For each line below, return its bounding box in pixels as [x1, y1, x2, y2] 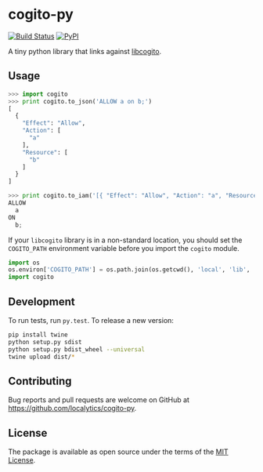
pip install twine [8, 331, 68, 339]
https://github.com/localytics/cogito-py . [8, 404, 137, 413]
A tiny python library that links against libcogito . [8, 46, 162, 56]
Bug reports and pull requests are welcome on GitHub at [8, 395, 190, 405]
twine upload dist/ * [8, 353, 76, 361]
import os [8, 259, 41, 267]
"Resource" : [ [22, 148, 68, 156]
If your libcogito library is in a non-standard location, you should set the [8, 235, 243, 245]
